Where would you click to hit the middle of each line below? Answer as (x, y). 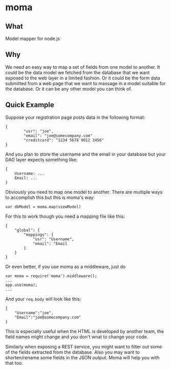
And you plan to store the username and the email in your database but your (86, 154)
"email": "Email (50, 243)
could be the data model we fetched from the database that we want (78, 72)
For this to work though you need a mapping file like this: (65, 216)
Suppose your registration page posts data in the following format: (75, 117)
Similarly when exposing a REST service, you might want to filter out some (84, 346)
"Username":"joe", (34, 313)
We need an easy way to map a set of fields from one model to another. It (83, 67)
